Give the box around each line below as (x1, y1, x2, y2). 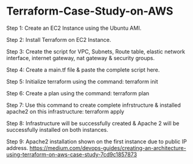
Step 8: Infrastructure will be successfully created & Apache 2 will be (6, 120, 180, 127)
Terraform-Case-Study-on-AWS (6, 4, 174, 18)
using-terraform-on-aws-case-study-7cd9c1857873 (6, 151, 137, 158)
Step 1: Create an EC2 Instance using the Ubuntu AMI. (6, 24, 142, 32)
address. (6, 144, 29, 151)
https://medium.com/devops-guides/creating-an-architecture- (29, 144, 187, 151)
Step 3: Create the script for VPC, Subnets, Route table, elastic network (6, 47, 186, 55)
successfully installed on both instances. (6, 126, 108, 133)
